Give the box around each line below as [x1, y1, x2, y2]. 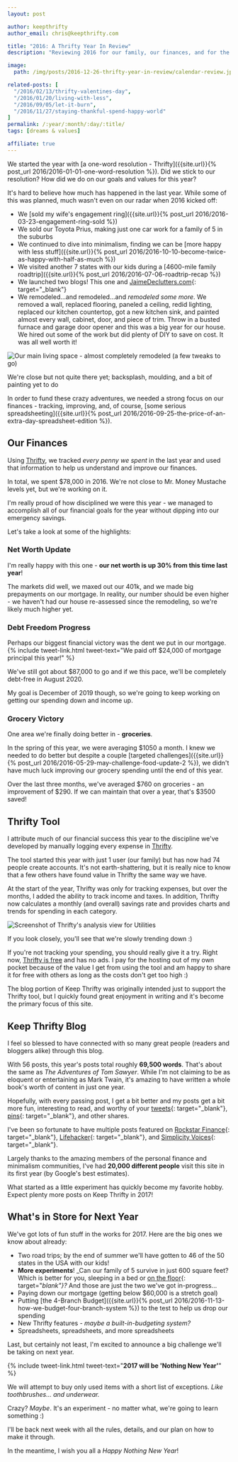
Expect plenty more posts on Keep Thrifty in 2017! [7, 1191, 154, 1199]
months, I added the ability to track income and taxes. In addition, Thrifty [7, 892, 220, 901]
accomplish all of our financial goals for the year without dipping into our [7, 506, 220, 514]
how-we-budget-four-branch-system [17, 1303, 127, 1312]
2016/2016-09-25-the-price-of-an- [123, 409, 226, 417]
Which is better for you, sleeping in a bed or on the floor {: [17, 1273, 186, 1282]
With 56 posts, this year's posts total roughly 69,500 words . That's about [7, 1060, 222, 1069]
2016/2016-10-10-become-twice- [128, 247, 227, 256]
